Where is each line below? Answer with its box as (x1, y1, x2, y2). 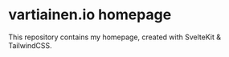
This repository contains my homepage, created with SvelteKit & (8, 32, 221, 42)
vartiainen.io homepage (8, 6, 172, 24)
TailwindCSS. (8, 40, 52, 50)
